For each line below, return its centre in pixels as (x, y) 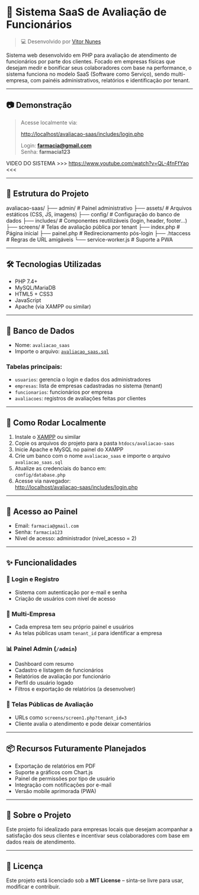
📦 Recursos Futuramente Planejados (76, 749)
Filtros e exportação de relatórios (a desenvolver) (75, 689)
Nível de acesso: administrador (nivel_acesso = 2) (76, 538)
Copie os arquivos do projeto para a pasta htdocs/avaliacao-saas (94, 443)
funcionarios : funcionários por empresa (64, 392)
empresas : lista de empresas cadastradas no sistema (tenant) (89, 386)
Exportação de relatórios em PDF (55, 766)
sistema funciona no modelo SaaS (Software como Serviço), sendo (88, 74)
